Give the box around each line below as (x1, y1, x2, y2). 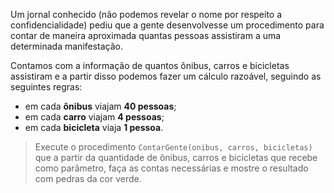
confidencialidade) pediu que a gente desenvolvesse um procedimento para (10, 19, 325, 31)
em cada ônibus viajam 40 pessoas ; (24, 100, 177, 112)
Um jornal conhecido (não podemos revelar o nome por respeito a (10, 9, 283, 20)
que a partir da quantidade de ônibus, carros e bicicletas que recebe (34, 152, 318, 163)
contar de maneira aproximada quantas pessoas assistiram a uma (10, 30, 282, 41)
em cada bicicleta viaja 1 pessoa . (24, 122, 164, 133)
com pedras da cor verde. (34, 173, 142, 184)
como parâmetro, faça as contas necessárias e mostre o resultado (34, 162, 309, 174)
